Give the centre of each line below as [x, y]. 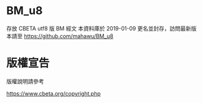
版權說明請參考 [25, 81]
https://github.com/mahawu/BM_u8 [68, 36]
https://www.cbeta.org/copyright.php [54, 93]
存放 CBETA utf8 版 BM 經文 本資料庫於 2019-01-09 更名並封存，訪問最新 [99, 28]
